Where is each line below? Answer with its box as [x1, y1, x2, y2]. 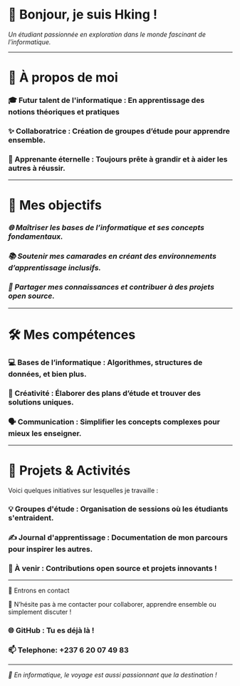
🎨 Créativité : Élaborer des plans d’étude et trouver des [8, 388, 202, 398]
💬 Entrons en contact [8, 586, 70, 595]
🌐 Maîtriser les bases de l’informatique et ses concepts [8, 223, 205, 233]
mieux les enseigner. [8, 428, 82, 438]
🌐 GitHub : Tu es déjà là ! [8, 625, 95, 635]
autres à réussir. [8, 163, 66, 173]
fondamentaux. [8, 232, 63, 242]
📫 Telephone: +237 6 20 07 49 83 [8, 645, 129, 655]
